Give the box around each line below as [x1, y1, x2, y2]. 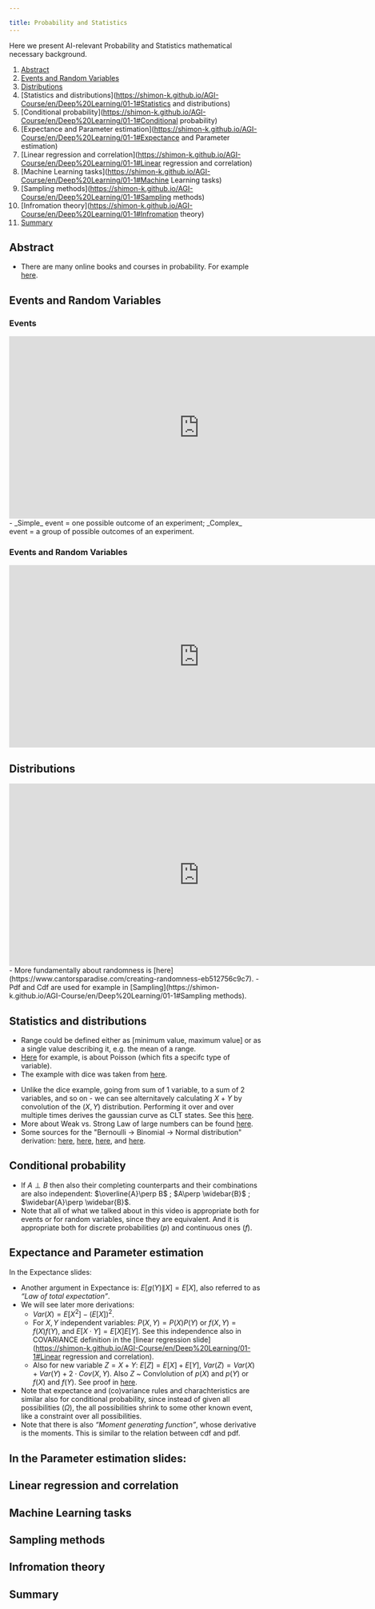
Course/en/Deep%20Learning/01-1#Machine [20, 175, 170, 185]
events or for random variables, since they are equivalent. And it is [20, 1214, 240, 1224]
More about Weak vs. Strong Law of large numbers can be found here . [20, 1119, 254, 1128]
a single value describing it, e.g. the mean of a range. [20, 1044, 197, 1054]
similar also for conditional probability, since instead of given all [20, 1395, 230, 1404]
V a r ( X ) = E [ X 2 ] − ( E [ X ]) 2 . [32, 1308, 114, 1320]
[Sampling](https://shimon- [130, 983, 220, 992]
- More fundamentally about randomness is [9, 965, 152, 976]
